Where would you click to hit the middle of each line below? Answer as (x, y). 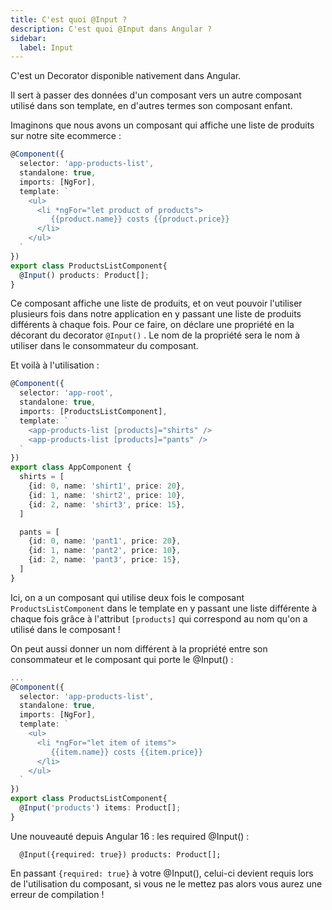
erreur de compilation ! (57, 894)
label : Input (46, 47)
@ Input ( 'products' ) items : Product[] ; (100, 808)
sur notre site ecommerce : (66, 136)
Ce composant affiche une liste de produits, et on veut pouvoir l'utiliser (156, 303)
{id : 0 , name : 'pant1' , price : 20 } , (105, 541)
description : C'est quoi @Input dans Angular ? (111, 29)
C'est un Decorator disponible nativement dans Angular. (126, 76)
